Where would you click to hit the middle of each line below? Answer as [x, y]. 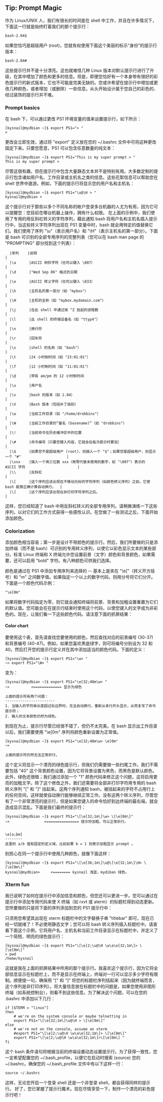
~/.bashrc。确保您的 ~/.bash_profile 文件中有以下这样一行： [65, 1063]
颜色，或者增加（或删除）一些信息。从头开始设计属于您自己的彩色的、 [88, 88]
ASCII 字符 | [42, 467]
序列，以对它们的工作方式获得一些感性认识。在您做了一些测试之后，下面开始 [81, 512]
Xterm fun [17, 884]
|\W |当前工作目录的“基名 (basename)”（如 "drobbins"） [68, 424]
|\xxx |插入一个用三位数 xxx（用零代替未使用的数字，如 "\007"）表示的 [77, 462]
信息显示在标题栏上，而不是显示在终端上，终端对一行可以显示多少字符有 [81, 974]
